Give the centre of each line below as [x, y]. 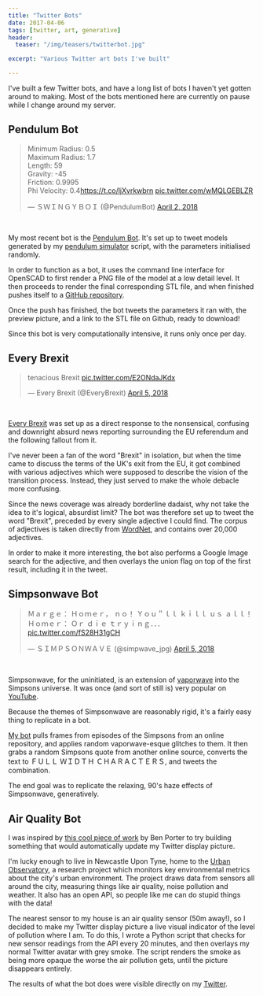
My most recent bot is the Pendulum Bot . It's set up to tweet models [118, 238]
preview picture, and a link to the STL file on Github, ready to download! [124, 318]
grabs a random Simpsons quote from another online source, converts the [128, 752]
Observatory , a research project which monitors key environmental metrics [129, 870]
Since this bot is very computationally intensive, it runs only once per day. [127, 333]
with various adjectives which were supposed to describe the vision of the [128, 472]
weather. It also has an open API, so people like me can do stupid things [124, 895]
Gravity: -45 [47, 173]
